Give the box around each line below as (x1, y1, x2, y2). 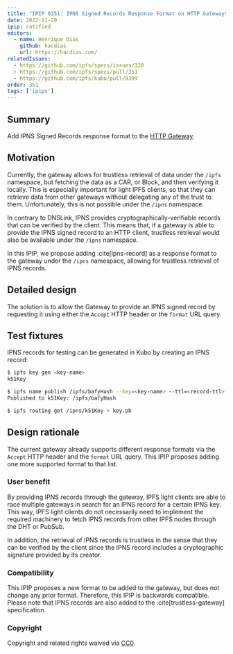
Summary (7, 113, 51, 125)
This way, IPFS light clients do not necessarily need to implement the (7, 507, 204, 516)
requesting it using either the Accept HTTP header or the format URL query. (7, 310, 222, 318)
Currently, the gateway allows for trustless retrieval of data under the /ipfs (7, 170, 221, 179)
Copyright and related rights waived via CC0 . (7, 639, 136, 647)
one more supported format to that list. (7, 459, 118, 468)
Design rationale (7, 427, 80, 439)
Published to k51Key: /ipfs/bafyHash (7, 395, 116, 402)
